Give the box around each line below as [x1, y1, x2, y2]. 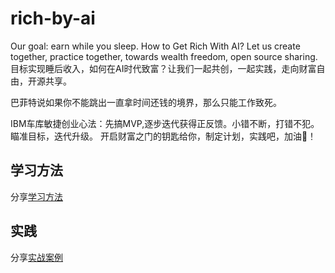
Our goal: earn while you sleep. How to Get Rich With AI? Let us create [10, 40, 301, 52]
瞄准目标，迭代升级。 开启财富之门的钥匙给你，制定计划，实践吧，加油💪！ [10, 130, 317, 142]
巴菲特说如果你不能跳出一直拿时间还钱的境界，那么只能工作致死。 [10, 96, 282, 108]
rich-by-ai [10, 7, 96, 30]
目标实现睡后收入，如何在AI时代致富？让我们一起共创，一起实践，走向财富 [10, 62, 317, 74]
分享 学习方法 [10, 190, 63, 202]
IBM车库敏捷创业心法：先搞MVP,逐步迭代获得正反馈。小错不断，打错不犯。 [10, 117, 320, 129]
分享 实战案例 [10, 251, 63, 263]
